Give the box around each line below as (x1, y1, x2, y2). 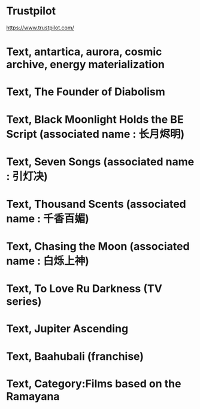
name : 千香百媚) (6, 211, 90, 225)
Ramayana (6, 389, 60, 403)
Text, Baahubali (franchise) (6, 349, 144, 363)
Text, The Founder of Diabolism (6, 85, 166, 99)
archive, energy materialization (6, 58, 165, 71)
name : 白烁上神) (6, 255, 90, 268)
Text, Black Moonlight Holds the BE (6, 113, 184, 126)
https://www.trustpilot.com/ (6, 24, 75, 31)
